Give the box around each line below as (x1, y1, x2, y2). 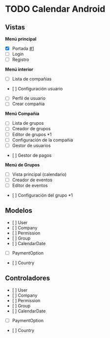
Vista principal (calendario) (12, 171, 67, 177)
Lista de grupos (12, 120, 44, 126)
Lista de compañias (12, 76, 52, 82)
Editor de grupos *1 (12, 131, 52, 137)
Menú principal (5, 36, 37, 42)
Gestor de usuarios (12, 142, 51, 148)
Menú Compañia (5, 111, 40, 116)
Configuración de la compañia (12, 137, 73, 143)
